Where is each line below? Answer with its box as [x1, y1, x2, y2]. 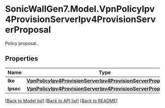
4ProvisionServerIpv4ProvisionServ [5, 14, 156, 25]
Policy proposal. [5, 40, 38, 46]
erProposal [5, 24, 51, 35]
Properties [5, 55, 38, 63]
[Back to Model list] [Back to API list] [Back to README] [5, 98, 118, 104]
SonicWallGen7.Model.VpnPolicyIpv [5, 3, 155, 15]
